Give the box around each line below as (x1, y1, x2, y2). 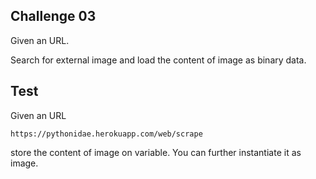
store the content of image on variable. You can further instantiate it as (10, 146, 302, 158)
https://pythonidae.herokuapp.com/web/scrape (10, 129, 203, 139)
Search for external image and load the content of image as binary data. (10, 54, 307, 66)
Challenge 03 (10, 8, 97, 25)
